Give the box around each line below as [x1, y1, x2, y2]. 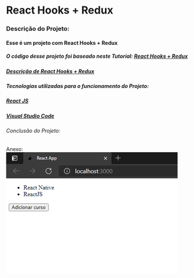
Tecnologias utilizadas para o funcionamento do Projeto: [6, 83, 149, 90]
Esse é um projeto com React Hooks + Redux [6, 39, 118, 46]
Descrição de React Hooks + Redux [6, 67, 94, 74]
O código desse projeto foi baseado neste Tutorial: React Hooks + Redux [6, 53, 188, 60]
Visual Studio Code [6, 112, 55, 119]
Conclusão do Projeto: [6, 127, 61, 135]
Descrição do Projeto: [6, 25, 70, 33]
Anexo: [6, 145, 24, 152]
